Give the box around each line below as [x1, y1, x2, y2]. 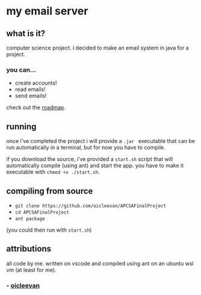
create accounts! [14, 80, 57, 87]
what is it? [6, 28, 46, 39]
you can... [6, 65, 37, 74]
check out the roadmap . [6, 104, 66, 111]
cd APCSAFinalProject [14, 209, 69, 215]
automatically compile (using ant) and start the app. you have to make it [6, 162, 184, 170]
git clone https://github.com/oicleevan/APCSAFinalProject [14, 203, 167, 209]
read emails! [14, 86, 46, 93]
